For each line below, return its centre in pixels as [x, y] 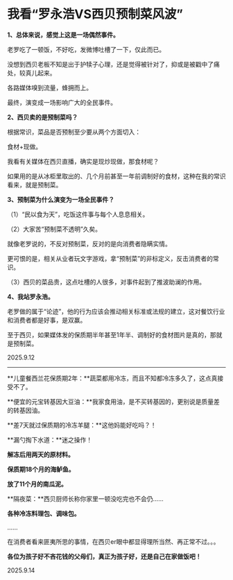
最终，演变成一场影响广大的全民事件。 [62, 102]
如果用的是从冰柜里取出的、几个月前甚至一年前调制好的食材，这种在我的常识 [116, 176]
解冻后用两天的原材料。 [41, 454]
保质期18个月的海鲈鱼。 [41, 469]
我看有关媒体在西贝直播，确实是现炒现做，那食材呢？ [83, 161]
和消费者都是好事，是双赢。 [47, 320]
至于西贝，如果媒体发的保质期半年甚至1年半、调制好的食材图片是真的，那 [112, 334]
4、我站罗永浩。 [31, 296]
